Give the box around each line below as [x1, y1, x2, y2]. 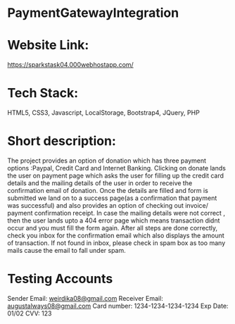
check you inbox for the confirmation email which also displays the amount [7, 231, 225, 239]
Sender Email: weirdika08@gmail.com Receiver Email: [7, 294, 163, 302]
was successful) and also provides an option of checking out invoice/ [7, 201, 209, 209]
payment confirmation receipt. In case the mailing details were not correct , [7, 209, 225, 217]
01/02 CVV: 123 [7, 309, 52, 318]
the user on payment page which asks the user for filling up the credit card [7, 171, 224, 180]
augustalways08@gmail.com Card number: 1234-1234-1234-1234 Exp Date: [7, 301, 229, 310]
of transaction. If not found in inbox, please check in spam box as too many [7, 239, 226, 247]
